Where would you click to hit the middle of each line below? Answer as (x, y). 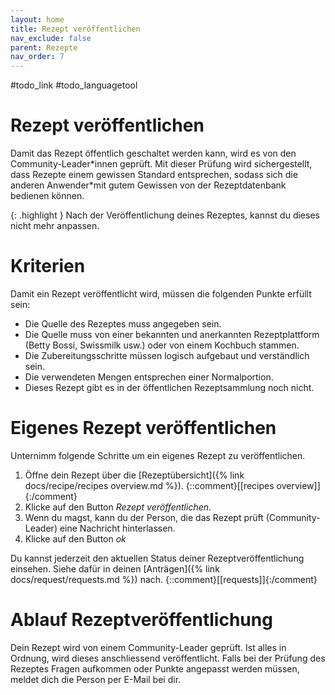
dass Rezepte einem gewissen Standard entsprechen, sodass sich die (154, 175)
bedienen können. (47, 196)
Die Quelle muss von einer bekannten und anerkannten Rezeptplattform (172, 334)
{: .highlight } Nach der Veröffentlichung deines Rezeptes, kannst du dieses (165, 215)
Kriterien (48, 266)
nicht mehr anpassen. (55, 226)
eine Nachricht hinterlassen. (117, 528)
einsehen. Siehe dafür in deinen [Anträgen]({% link (115, 568)
